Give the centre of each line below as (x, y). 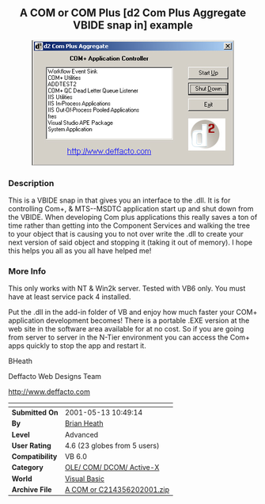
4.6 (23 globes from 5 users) (112, 445)
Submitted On (35, 413)
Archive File (32, 489)
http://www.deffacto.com (49, 392)
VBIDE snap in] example (133, 26)
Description (31, 183)
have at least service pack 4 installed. (70, 297)
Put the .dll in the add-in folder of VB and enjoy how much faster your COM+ (133, 313)
